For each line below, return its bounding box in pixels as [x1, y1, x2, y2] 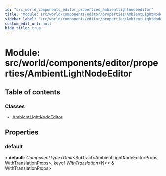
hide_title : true [5, 26, 41, 31]
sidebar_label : [5, 16, 37, 21]
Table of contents [5, 88, 60, 96]
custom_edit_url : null [5, 21, 52, 26]
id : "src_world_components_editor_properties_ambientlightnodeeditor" [5, 7, 154, 12]
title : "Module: [5, 12, 39, 17]
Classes [5, 103, 25, 110]
